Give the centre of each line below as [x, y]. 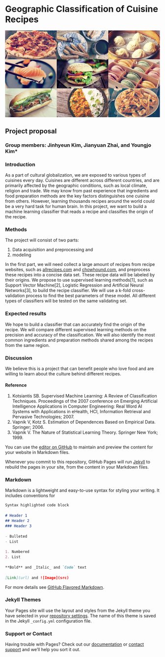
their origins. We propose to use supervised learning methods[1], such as [79, 280]
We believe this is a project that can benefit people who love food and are [80, 368]
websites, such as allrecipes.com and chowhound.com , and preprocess [78, 270]
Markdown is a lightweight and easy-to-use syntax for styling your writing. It [82, 490]
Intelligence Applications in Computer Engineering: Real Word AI [77, 406]
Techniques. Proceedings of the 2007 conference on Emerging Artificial [85, 401]
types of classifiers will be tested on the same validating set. [66, 301]
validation [15, 296]
